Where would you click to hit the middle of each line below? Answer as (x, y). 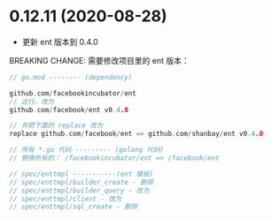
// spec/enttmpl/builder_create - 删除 (82, 182)
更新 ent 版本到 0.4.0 (60, 42)
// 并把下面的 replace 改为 (56, 125)
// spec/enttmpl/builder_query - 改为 (79, 190)
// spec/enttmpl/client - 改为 (66, 199)
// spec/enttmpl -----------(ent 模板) (82, 174)
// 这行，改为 (32, 102)
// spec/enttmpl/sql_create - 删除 (74, 207)
